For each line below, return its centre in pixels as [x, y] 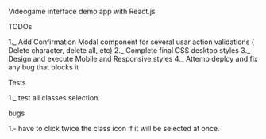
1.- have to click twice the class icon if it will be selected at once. [114, 128]
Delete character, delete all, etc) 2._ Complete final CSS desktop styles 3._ [129, 50]
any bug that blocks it [44, 67]
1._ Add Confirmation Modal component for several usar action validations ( [131, 42]
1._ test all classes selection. [54, 98]
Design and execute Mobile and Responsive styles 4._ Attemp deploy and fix [133, 59]
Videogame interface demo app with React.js [82, 11]
